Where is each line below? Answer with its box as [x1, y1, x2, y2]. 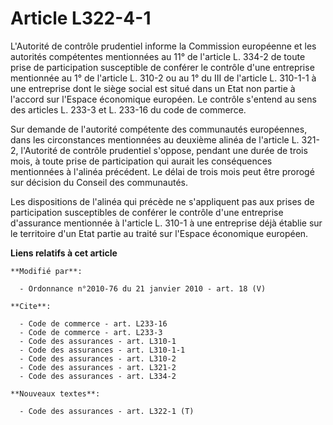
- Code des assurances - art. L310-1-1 [19, 345, 186, 355]
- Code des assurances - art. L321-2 [19, 362, 177, 372]
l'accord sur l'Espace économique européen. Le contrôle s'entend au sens [10, 93, 317, 105]
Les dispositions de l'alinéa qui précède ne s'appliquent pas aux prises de [10, 195, 315, 207]
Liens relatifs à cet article [10, 247, 118, 259]
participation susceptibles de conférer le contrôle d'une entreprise [10, 206, 284, 218]
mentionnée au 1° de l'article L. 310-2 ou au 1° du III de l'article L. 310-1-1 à [10, 72, 317, 84]
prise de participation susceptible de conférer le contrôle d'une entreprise [10, 61, 315, 73]
